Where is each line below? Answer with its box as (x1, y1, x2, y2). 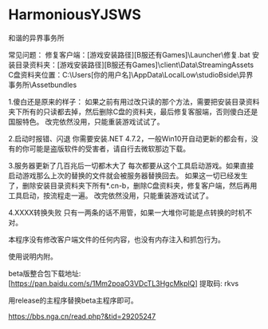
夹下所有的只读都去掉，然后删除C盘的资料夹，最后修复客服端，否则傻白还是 (8, 106, 258, 117)
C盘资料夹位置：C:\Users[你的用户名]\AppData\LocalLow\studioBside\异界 (8, 69, 254, 79)
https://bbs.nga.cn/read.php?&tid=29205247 (8, 311, 156, 321)
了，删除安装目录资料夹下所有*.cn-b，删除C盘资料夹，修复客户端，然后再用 (8, 180, 258, 190)
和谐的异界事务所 (8, 33, 65, 42)
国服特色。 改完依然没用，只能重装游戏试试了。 (8, 117, 164, 126)
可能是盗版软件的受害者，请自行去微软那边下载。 (29, 144, 190, 153)
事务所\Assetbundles (8, 80, 77, 89)
